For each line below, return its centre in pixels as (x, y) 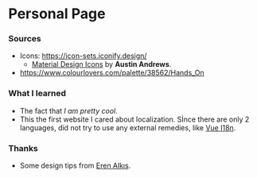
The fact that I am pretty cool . (68, 110)
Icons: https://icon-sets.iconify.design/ (83, 56)
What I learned (37, 94)
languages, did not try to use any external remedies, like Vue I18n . (128, 127)
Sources (25, 39)
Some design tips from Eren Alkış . (75, 166)
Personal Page (57, 14)
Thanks (23, 148)
